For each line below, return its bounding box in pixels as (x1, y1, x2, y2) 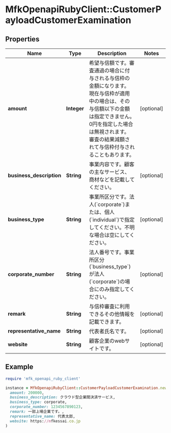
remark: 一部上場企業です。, (10, 409, 65, 414)
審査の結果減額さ (89, 136, 130, 143)
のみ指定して (99, 286, 130, 293)
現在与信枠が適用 (89, 90, 130, 97)
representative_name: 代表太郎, (10, 414, 75, 419)
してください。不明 (89, 224, 135, 231)
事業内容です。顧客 (89, 161, 135, 168)
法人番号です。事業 (89, 249, 135, 256)
